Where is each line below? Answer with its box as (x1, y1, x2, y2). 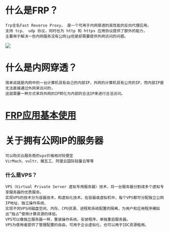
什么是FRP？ (5, 5, 58, 16)
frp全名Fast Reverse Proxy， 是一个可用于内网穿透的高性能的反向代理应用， (5, 23, 151, 28)
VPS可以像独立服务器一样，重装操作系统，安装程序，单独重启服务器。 (5, 217, 131, 222)
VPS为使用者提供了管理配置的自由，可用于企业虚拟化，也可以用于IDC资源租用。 (5, 222, 149, 228)
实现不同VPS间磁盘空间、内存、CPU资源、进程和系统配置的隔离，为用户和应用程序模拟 (5, 206, 160, 212)
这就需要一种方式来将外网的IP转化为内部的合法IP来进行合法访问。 (5, 91, 125, 96)
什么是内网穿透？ (5, 62, 78, 74)
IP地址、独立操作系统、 (5, 201, 49, 206)
